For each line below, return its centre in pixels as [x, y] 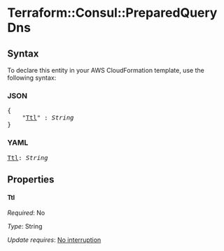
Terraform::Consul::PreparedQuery [112, 13]
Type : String [25, 227]
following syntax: [32, 78]
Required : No [26, 213]
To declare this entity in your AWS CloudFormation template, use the [106, 70]
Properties [31, 179]
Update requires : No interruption [54, 240]
